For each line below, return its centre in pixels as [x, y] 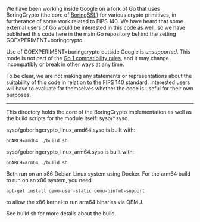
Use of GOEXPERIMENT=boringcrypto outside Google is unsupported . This [98, 52]
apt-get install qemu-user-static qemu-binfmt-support [76, 191]
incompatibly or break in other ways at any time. [65, 64]
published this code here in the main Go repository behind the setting [91, 34]
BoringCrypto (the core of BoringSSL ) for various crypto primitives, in [91, 15]
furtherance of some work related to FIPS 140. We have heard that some [95, 21]
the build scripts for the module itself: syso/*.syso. [68, 118]
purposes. [19, 95]
